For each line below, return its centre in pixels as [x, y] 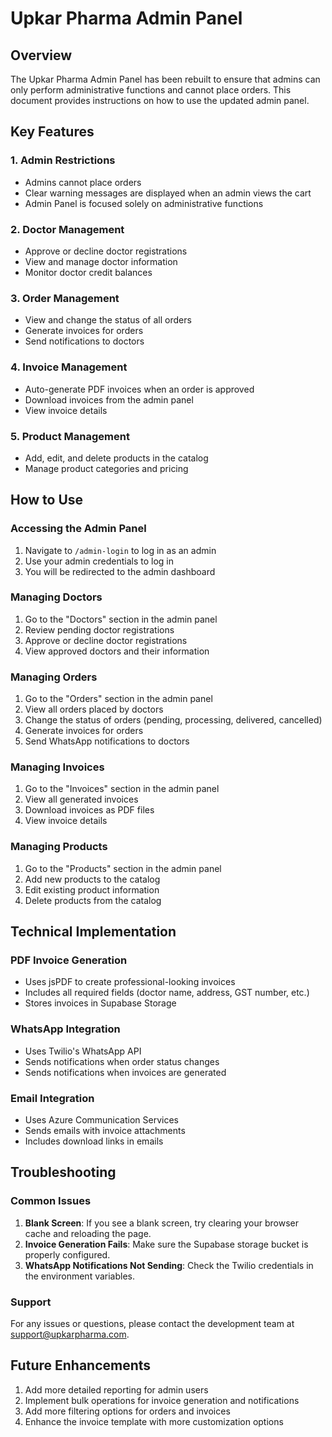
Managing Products [59, 847]
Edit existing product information [92, 889]
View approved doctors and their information [117, 651]
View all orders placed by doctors [94, 709]
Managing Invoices [57, 767]
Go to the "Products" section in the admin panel [123, 868]
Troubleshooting [63, 1172]
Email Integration [52, 1098]
